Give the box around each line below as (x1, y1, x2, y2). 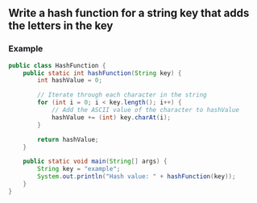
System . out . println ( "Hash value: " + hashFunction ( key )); (37, 172, 236, 180)
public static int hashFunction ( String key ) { (23, 68, 182, 77)
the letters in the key (8, 19, 114, 33)
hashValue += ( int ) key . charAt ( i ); (51, 113, 172, 122)
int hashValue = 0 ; (37, 77, 103, 85)
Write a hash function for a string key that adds (8, 6, 250, 20)
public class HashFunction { (8, 61, 106, 69)
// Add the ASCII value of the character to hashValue (51, 106, 240, 114)
